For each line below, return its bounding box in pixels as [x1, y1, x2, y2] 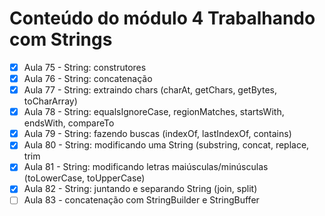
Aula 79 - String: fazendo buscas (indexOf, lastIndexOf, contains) [23, 128, 292, 140]
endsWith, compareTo [23, 117, 115, 129]
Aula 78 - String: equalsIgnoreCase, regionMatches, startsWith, [23, 106, 285, 118]
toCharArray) [23, 95, 78, 107]
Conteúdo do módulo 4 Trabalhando [9, 7, 316, 30]
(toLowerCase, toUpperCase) [23, 172, 146, 184]
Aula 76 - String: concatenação [23, 73, 153, 84]
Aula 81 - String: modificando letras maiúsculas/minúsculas [23, 161, 269, 173]
